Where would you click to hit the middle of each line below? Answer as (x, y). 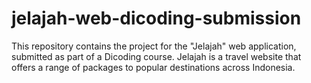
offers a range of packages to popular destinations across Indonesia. (153, 67)
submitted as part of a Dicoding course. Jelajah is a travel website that (156, 56)
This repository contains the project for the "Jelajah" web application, (154, 46)
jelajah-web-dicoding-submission (156, 18)
